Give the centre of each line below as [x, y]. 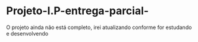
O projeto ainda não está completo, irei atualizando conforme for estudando [99, 27]
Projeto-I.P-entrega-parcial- [78, 11]
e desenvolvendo [27, 33]
